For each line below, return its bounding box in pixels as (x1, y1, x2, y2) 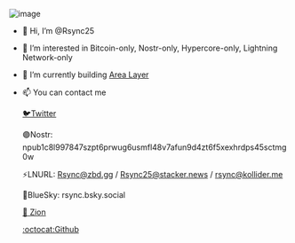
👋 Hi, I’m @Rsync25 (21, 26, 95, 35)
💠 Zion (21, 207, 46, 217)
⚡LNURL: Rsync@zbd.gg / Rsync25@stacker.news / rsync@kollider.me (21, 169, 283, 179)
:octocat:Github (21, 224, 80, 234)
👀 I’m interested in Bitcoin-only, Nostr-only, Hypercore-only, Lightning (21, 43, 278, 53)
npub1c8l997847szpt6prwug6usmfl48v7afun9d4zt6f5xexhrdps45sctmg (21, 142, 287, 153)
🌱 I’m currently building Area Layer (21, 69, 149, 80)
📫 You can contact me (21, 87, 107, 98)
